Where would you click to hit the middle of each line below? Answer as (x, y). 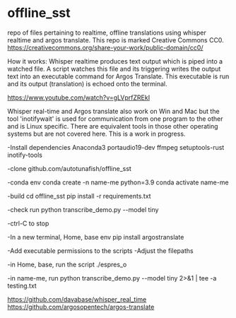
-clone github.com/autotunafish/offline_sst (70, 168)
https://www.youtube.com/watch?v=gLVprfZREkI (79, 98)
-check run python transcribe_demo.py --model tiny (83, 209)
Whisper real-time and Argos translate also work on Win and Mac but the (114, 111)
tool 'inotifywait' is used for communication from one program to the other (116, 119)
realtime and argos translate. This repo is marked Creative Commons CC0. (116, 40)
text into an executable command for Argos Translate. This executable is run (118, 76)
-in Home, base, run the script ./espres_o (67, 264)
